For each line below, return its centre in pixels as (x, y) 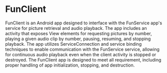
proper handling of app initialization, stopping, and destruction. (70, 65)
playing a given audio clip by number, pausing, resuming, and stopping (78, 39)
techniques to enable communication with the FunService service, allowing (82, 49)
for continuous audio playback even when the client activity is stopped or (81, 54)
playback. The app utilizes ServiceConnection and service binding (73, 44)
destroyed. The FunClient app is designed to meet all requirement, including (83, 60)
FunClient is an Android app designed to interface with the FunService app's (84, 23)
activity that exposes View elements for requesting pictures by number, (79, 33)
